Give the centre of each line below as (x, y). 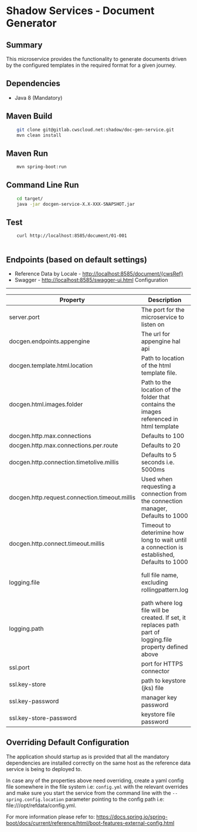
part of (150, 632)
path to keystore (164, 680)
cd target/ (30, 198)
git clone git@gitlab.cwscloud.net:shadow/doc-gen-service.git (96, 130)
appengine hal (161, 341)
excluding (154, 583)
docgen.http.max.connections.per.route (64, 445)
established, (158, 554)
